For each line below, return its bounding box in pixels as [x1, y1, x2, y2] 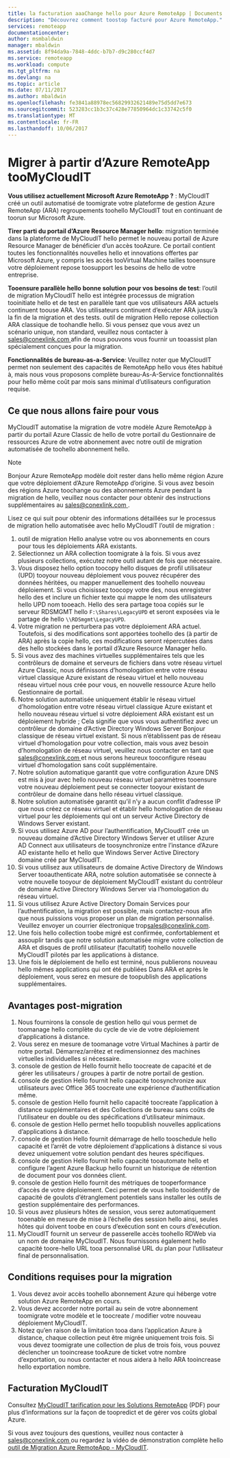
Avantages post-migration [8, 1000, 123, 1012]
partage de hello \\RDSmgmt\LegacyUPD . [17, 615, 126, 624]
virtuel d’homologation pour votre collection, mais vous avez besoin [17, 739, 209, 747]
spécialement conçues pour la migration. [8, 343, 123, 351]
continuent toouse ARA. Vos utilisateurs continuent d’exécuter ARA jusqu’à [8, 306, 218, 315]
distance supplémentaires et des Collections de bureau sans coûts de [17, 1105, 215, 1113]
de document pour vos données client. [17, 1171, 127, 1179]
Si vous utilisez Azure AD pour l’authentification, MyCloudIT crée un [17, 827, 209, 835]
